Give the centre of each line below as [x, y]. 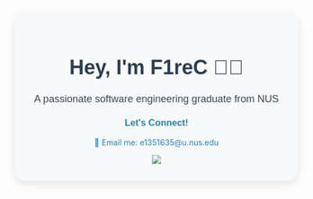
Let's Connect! [156, 123]
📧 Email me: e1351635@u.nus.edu [156, 142]
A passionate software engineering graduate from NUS [156, 99]
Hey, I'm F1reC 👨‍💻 [156, 68]
